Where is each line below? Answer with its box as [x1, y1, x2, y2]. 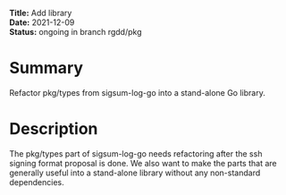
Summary [9, 58, 83, 79]
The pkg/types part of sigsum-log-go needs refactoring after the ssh [9, 148, 263, 159]
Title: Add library [9, 8, 72, 18]
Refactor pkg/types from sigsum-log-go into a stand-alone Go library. [9, 87, 265, 97]
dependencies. [9, 176, 64, 187]
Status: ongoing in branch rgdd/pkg [9, 27, 142, 37]
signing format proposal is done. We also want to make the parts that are [9, 157, 277, 168]
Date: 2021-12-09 [9, 17, 75, 28]
